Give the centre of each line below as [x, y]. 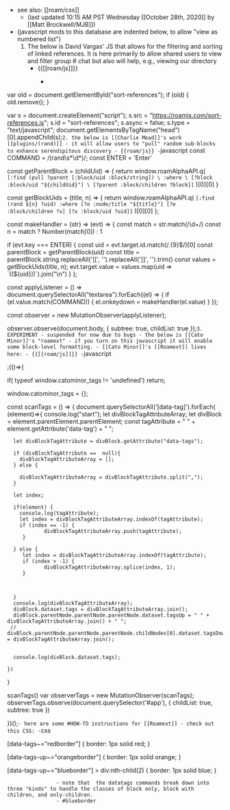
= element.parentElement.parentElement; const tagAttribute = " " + [101, 421]
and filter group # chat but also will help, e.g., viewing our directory [122, 61]
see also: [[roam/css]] [48, 10]
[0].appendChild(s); [35, 137]
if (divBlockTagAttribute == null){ [67, 453]
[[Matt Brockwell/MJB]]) [61, 24]
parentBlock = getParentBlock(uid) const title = [74, 252]
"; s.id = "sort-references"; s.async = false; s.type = [117, 122]
